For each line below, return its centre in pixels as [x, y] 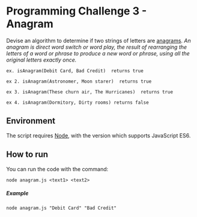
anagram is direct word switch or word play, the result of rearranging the [97, 47]
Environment [31, 121]
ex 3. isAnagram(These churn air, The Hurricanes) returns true [89, 92]
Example [17, 193]
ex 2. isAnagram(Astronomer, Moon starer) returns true [79, 81]
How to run [27, 155]
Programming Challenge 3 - [77, 11]
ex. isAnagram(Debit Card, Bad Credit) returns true [75, 71]
